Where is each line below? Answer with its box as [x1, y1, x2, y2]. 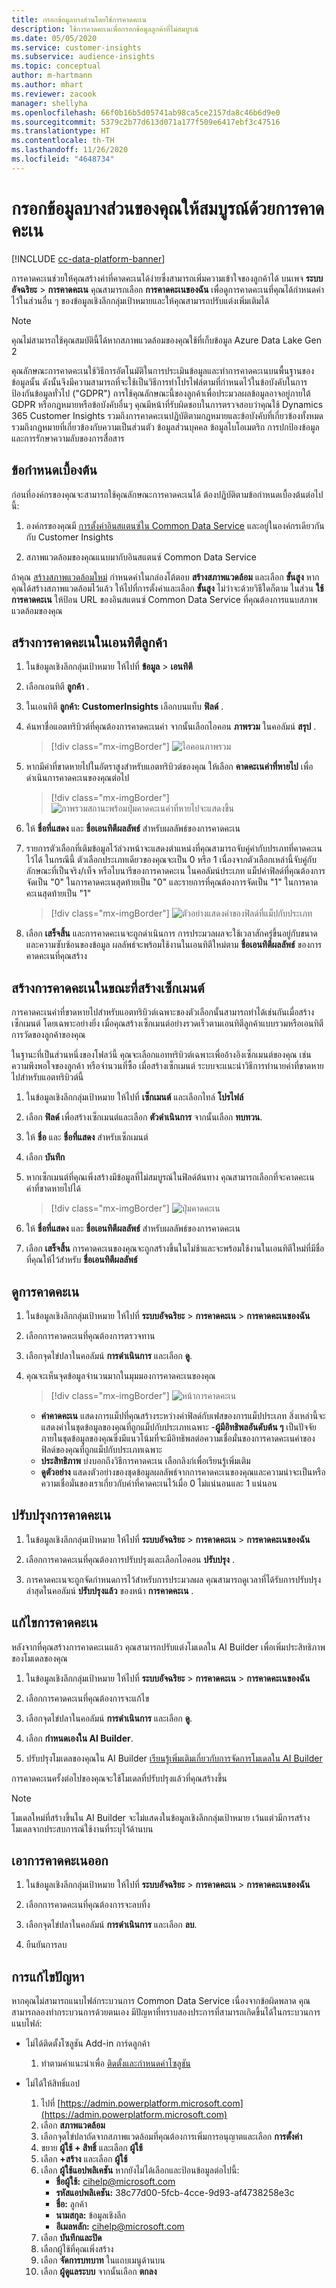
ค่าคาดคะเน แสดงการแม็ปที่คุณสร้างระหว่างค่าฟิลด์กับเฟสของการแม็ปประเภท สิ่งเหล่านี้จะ [40, 1409, 326, 1421]
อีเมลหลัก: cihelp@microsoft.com [55, 2221, 185, 2233]
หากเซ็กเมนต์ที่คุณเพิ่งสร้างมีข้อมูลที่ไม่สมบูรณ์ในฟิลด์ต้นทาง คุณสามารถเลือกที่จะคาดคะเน [25, 1171, 315, 1183]
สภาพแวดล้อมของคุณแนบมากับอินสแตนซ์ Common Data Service [25, 551, 257, 563]
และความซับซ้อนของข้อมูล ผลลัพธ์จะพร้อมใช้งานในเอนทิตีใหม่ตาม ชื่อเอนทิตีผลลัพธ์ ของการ [25, 939, 323, 951]
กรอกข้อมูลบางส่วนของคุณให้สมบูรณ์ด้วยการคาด [11, 197, 325, 220]
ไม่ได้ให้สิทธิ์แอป [25, 2077, 80, 2090]
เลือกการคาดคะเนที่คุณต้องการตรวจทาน [25, 1329, 156, 1341]
